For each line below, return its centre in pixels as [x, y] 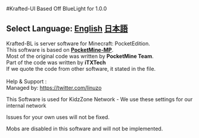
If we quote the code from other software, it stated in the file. [81, 68]
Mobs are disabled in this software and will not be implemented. [85, 128]
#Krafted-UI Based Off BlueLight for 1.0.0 [57, 9]
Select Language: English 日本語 [67, 29]
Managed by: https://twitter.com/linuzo [54, 87]
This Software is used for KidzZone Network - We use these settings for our [99, 99]
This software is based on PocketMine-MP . [60, 49]
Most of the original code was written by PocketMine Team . [80, 56]
